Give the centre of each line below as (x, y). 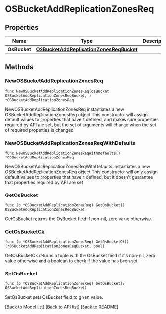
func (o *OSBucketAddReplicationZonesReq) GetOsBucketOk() (67, 242)
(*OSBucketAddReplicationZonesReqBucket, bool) (55, 246)
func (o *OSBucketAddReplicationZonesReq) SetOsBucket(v (65, 283)
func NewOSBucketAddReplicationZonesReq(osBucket (57, 91)
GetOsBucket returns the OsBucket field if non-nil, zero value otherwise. (79, 219)
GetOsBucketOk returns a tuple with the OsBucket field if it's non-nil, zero (80, 255)
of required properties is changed (39, 130)
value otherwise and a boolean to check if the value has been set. (72, 261)
